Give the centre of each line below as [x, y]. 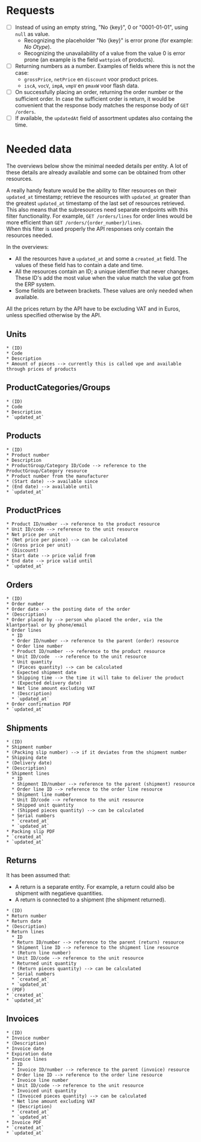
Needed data [39, 149]
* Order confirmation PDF [39, 704]
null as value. [32, 34]
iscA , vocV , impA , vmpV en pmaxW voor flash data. [82, 86]
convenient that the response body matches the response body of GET [102, 106]
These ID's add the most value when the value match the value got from [104, 278]
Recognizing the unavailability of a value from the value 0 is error [104, 53]
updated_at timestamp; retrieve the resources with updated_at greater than [98, 197]
